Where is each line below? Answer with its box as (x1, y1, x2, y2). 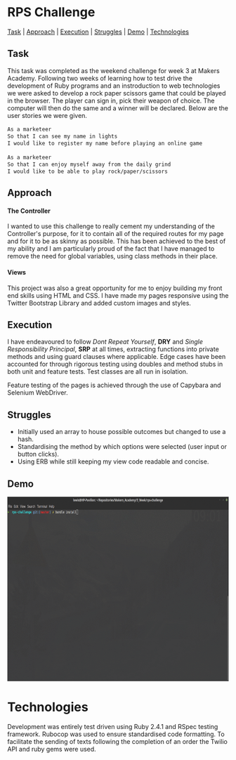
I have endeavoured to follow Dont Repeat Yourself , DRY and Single (7, 338, 204, 346)
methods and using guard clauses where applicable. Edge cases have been (7, 353, 226, 361)
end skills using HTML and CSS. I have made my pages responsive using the (7, 291, 229, 299)
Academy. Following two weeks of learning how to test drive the (7, 74, 193, 82)
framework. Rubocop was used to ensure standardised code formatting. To (7, 730, 225, 738)
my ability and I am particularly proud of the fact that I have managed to (7, 244, 215, 253)
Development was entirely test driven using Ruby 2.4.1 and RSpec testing (7, 722, 218, 730)
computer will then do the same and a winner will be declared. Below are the (7, 103, 229, 112)
